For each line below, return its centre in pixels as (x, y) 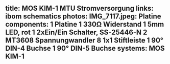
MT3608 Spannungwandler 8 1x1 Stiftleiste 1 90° (84, 40)
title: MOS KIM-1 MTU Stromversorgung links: (80, 8)
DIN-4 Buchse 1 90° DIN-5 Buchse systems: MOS (85, 48)
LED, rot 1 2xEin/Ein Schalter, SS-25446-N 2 (76, 33)
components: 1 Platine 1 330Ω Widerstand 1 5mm (85, 24)
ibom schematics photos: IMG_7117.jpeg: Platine (83, 17)
